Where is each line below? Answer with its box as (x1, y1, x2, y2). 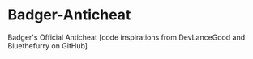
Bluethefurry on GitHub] (7, 40, 88, 50)
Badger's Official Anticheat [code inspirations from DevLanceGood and (7, 32, 246, 42)
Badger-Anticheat (7, 6, 131, 24)
